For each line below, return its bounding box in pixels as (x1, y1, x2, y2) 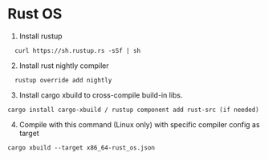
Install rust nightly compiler (18, 61, 109, 70)
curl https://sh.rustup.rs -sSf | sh (14, 46, 141, 54)
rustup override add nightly (14, 76, 112, 84)
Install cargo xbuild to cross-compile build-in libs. (18, 90, 183, 100)
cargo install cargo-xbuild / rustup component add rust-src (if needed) (7, 106, 260, 114)
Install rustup (18, 31, 63, 41)
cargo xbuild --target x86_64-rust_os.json (7, 143, 156, 152)
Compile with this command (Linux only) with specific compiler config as (18, 119, 260, 129)
